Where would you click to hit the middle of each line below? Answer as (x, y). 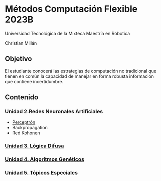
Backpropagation (30, 128)
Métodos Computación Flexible (71, 9)
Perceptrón (24, 122)
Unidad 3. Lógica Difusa (35, 146)
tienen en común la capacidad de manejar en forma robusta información (79, 76)
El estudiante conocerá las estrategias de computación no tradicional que (80, 71)
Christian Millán (21, 43)
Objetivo (19, 59)
